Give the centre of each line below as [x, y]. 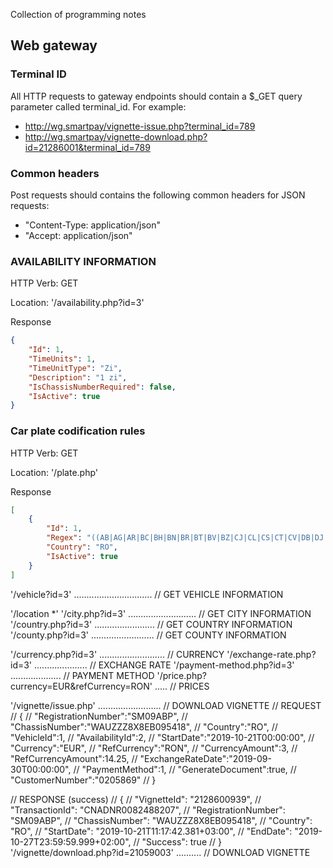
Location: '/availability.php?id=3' [77, 303]
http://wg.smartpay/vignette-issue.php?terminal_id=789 [140, 126]
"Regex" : [64, 538]
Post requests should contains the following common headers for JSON [158, 195]
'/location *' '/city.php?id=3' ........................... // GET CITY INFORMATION [161, 613]
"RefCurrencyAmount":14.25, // [74, 758]
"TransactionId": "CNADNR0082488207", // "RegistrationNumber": [148, 810]
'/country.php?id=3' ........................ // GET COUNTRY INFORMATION [151, 624]
